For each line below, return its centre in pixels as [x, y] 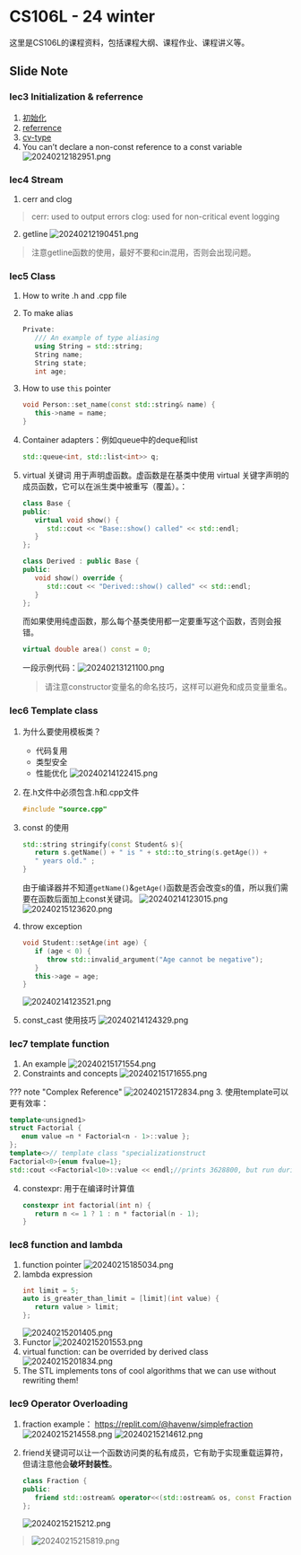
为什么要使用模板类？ [61, 731]
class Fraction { [55, 1481]
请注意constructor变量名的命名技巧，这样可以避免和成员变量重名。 [168, 687]
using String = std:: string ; [89, 346]
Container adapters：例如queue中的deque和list [110, 440]
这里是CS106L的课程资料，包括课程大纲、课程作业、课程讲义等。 [129, 42]
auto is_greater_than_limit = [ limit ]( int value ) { [120, 1299]
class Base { [47, 503]
